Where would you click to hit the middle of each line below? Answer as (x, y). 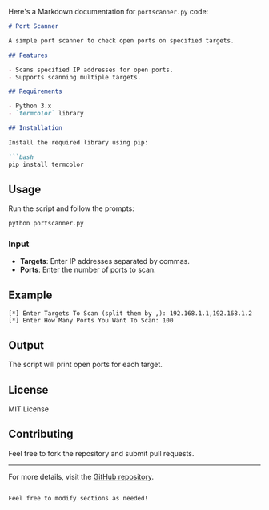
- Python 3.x (30, 106)
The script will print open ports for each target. (85, 365)
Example (30, 295)
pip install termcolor (46, 164)
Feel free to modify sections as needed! (78, 498)
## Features (28, 55)
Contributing (41, 434)
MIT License (29, 409)
